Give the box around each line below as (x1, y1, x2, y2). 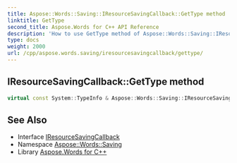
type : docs (7, 37, 39, 44)
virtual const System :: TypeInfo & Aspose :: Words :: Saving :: (7, 95, 185, 102)
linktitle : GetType (7, 17, 65, 24)
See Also (7, 114, 47, 126)
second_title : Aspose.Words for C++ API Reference (7, 23, 159, 30)
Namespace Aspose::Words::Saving (17, 140, 122, 149)
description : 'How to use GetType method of (7, 30, 140, 37)
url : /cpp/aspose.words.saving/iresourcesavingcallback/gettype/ (7, 50, 203, 57)
